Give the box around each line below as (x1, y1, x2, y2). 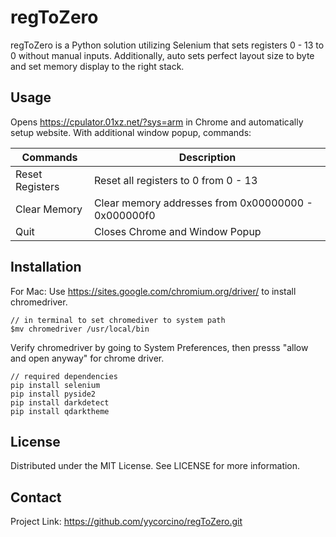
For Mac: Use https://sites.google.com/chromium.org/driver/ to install (10, 285, 297, 297)
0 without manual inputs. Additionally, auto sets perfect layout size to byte (10, 49, 315, 61)
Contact (10, 489, 62, 506)
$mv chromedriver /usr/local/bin (10, 324, 150, 334)
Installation (10, 259, 82, 276)
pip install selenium (10, 380, 101, 390)
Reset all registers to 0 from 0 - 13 (93, 173, 258, 187)
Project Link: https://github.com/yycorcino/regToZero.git (10, 516, 243, 528)
